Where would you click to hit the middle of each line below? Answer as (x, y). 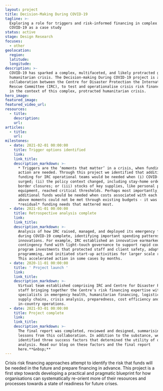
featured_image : (21, 100)
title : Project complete (39, 313)
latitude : (19, 59)
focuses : (14, 41)
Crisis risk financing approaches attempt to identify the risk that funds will (79, 363)
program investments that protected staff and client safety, (82, 250)
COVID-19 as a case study (36, 28)
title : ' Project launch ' (41, 268)
